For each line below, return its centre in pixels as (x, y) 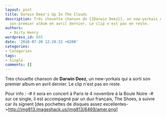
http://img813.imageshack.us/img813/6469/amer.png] (63, 110)
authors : (14, 28)
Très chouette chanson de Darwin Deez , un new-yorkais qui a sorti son (78, 79)
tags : (11, 56)
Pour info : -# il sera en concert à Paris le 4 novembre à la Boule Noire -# (79, 94)
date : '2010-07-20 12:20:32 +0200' (42, 42)
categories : (17, 46)
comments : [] (19, 65)
